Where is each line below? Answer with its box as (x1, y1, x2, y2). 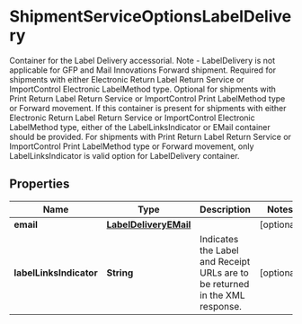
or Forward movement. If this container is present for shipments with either (9, 102, 287, 113)
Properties (9, 177, 70, 192)
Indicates (199, 232, 239, 245)
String (106, 267, 134, 279)
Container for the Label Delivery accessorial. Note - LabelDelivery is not (9, 55, 276, 66)
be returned (199, 277, 250, 290)
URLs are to (199, 267, 249, 279)
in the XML (199, 289, 245, 302)
